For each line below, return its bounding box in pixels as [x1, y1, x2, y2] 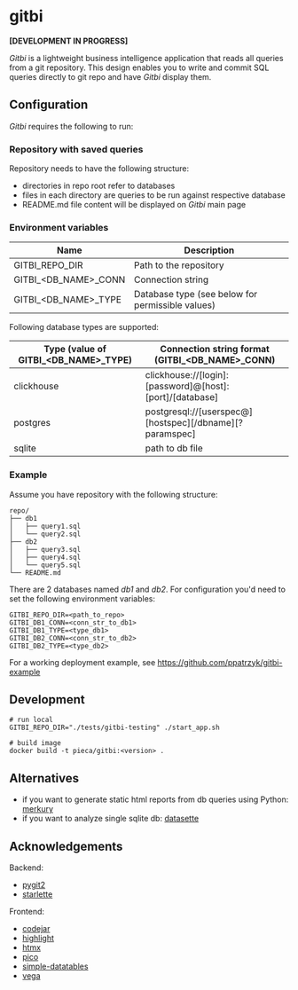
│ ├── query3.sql [9, 545, 82, 554]
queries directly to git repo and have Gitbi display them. [9, 71, 212, 82]
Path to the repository [134, 259, 224, 271]
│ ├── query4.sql [9, 553, 82, 562]
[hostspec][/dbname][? [145, 417, 244, 429]
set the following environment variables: [9, 593, 156, 604]
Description [184, 244, 235, 256]
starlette [21, 889, 53, 900]
